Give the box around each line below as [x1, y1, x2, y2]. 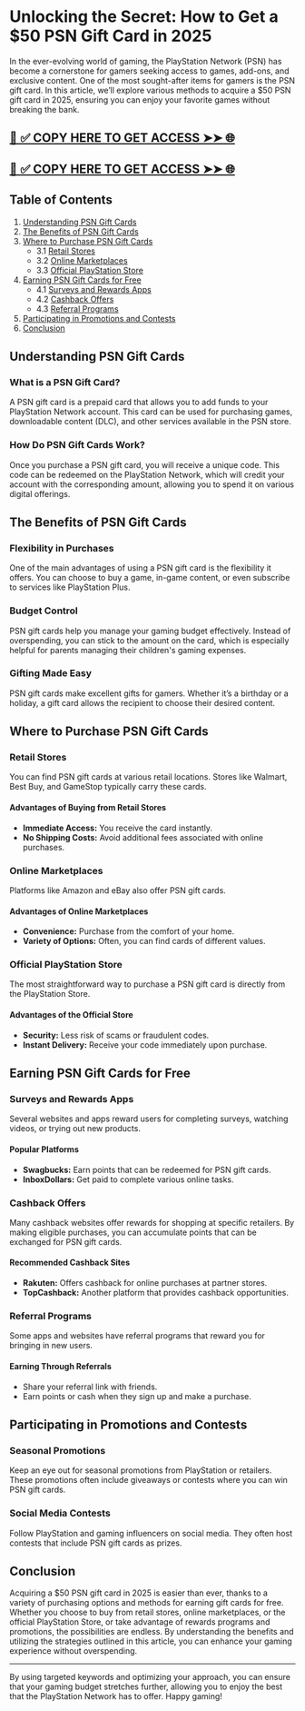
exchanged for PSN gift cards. [9, 1236, 123, 1247]
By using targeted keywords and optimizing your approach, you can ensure [9, 1672, 290, 1683]
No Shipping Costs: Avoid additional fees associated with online [22, 831, 263, 842]
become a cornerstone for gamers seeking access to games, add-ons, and [9, 65, 290, 76]
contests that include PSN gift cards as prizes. [9, 1537, 182, 1548]
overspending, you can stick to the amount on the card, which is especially [9, 634, 290, 646]
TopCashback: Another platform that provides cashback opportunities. [22, 1288, 289, 1298]
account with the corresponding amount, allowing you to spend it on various [9, 479, 295, 490]
